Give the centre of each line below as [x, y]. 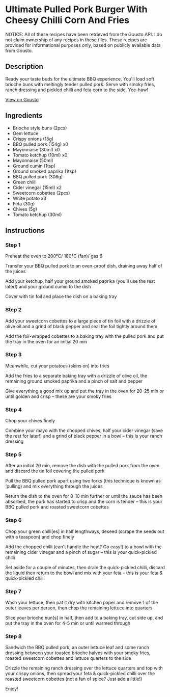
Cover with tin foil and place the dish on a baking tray [61, 297]
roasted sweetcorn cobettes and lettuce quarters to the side [68, 658]
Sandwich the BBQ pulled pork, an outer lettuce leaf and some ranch [77, 648]
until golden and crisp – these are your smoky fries [59, 396]
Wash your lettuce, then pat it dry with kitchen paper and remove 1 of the [82, 603]
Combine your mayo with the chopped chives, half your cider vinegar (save [84, 431]
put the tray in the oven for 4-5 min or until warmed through [68, 623]
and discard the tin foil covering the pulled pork [55, 471]
